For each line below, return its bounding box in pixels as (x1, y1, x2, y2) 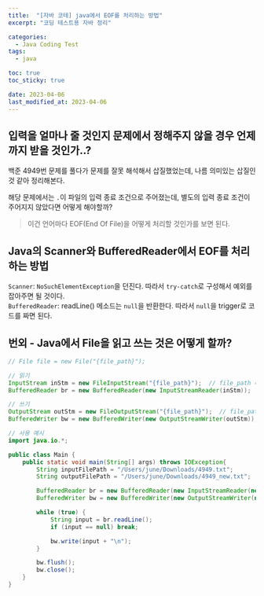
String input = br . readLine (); (49, 516, 153, 524)
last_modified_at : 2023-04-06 (8, 97, 108, 106)
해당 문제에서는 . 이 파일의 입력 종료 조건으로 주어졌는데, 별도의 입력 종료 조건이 (8, 193, 251, 202)
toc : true (8, 69, 41, 77)
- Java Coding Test (15, 40, 79, 48)
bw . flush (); (36, 559, 76, 567)
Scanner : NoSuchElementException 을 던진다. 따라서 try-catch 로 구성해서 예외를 (8, 281, 253, 291)
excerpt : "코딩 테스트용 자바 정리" (8, 19, 112, 27)
